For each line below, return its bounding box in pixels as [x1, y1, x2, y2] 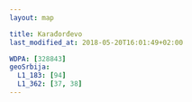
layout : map [9, 13, 54, 23]
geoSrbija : [9, 62, 50, 72]
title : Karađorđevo [9, 29, 83, 39]
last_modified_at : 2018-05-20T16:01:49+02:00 [9, 38, 183, 47]
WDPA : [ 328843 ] [9, 54, 67, 63]
